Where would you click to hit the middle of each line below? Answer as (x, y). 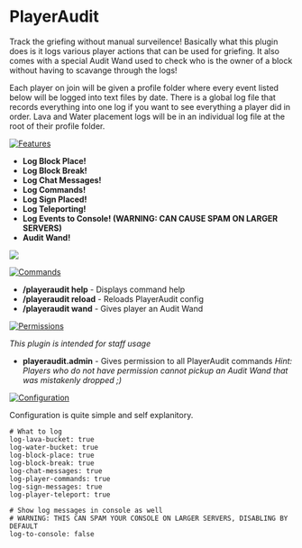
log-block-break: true (52, 463)
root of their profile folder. (57, 126)
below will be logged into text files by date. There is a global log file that (143, 97)
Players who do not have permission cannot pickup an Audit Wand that (155, 370)
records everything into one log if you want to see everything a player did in (150, 106)
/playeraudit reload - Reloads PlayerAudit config (113, 298)
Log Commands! (54, 189)
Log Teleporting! (54, 208)
